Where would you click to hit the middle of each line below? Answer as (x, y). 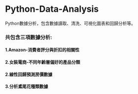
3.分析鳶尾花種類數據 (27, 87)
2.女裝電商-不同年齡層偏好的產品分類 (43, 62)
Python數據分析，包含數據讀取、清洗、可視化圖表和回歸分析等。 (70, 23)
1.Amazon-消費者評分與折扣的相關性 (42, 50)
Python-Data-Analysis (52, 9)
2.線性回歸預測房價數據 (29, 74)
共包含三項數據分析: (29, 37)
